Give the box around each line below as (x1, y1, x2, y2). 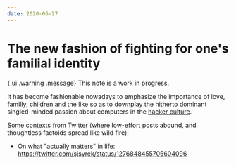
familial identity (7, 55, 101, 71)
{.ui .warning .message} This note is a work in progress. (7, 79, 170, 87)
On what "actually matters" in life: (17, 142, 116, 150)
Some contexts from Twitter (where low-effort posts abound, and (7, 121, 197, 129)
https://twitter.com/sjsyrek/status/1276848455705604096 (17, 149, 187, 158)
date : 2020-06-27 (7, 10, 58, 18)
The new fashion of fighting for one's (7, 40, 229, 56)
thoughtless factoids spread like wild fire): (7, 128, 129, 137)
